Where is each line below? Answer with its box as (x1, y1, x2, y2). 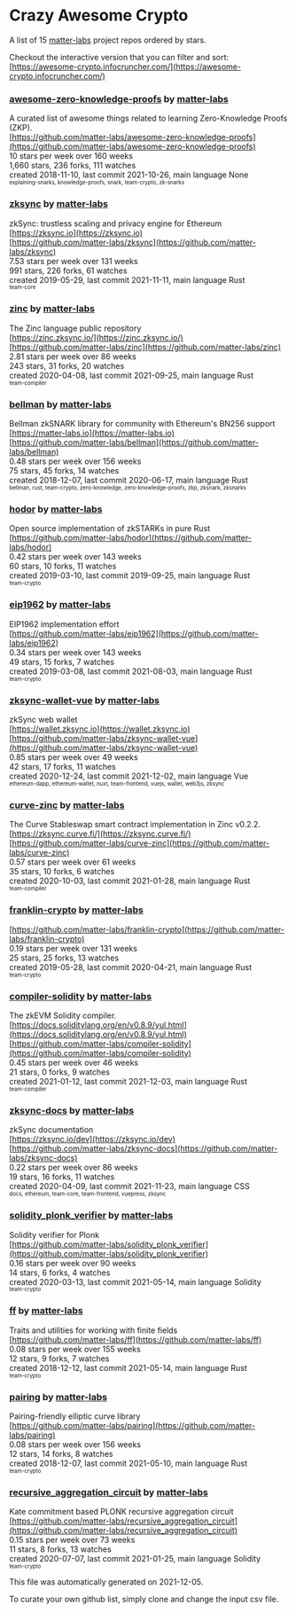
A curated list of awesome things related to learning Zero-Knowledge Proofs (9, 113, 288, 124)
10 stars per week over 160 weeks (9, 151, 133, 161)
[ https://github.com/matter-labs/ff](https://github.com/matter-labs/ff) (9, 1334, 262, 1344)
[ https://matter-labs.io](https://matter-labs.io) (9, 427, 175, 439)
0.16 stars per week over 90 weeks (9, 1257, 136, 1268)
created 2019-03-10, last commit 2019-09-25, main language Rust (9, 570, 251, 581)
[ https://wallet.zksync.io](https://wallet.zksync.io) (9, 724, 191, 734)
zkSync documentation (9, 1124, 94, 1135)
